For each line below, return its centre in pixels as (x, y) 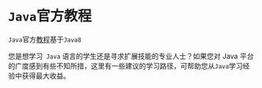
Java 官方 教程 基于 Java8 (45, 39)
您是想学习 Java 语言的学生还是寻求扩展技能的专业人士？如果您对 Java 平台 (131, 56)
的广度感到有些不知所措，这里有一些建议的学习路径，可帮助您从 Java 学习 (125, 66)
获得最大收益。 (46, 75)
